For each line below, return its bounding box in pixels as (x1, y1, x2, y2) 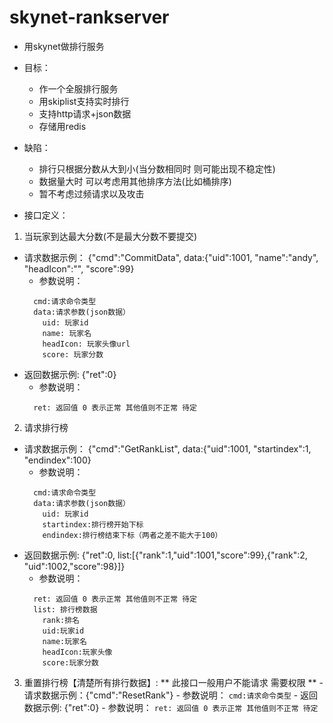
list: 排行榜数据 (33, 604, 98, 615)
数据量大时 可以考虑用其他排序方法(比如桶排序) (38, 175, 232, 187)
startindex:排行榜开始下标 (42, 519, 144, 530)
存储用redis (38, 120, 87, 132)
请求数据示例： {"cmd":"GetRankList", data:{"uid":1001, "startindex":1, (23, 442, 312, 455)
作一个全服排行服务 (38, 82, 119, 95)
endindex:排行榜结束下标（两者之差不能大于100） (42, 530, 223, 540)
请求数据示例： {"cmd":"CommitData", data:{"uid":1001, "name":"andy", (23, 251, 319, 263)
